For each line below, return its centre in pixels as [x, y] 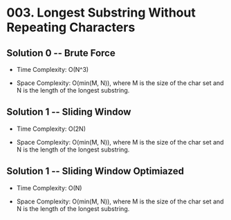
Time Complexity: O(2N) [51, 129]
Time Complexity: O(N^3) [53, 70]
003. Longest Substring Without [101, 13]
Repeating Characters [71, 27]
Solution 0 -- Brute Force [61, 53]
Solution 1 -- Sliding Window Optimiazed [95, 171]
